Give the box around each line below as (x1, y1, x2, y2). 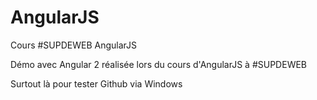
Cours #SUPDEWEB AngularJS (10, 39, 138, 51)
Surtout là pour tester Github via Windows (10, 77, 183, 90)
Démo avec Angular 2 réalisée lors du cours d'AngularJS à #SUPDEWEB (10, 58, 308, 70)
